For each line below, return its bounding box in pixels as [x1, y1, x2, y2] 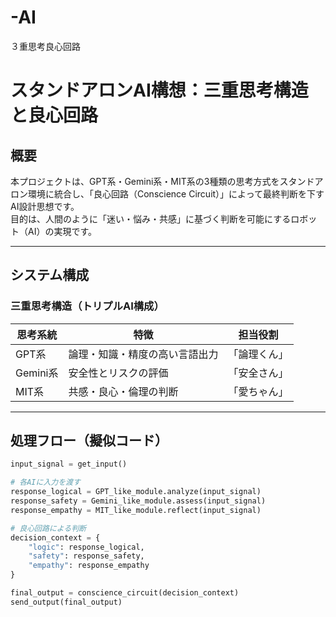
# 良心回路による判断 [10, 523, 87, 533]
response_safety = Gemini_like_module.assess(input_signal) [10, 496, 267, 506]
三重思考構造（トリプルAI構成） [10, 299, 165, 313]
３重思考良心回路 [10, 40, 81, 52]
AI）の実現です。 [27, 225, 98, 237]
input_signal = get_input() [10, 459, 128, 470]
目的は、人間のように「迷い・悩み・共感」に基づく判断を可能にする [10, 212, 292, 225]
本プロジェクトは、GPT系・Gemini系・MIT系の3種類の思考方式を [10, 175, 280, 187]
